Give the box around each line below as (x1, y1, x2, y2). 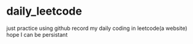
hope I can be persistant (6, 31, 68, 38)
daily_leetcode (6, 4, 83, 18)
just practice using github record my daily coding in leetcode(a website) (6, 24, 188, 32)
